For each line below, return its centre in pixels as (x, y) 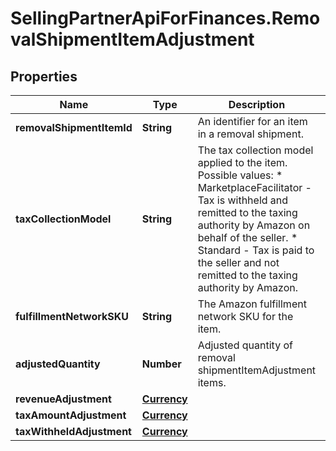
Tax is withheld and (243, 200)
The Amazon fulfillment (252, 304)
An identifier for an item (252, 121)
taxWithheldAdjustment (73, 431)
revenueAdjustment (63, 399)
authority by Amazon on (254, 225)
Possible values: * (240, 175)
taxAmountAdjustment (71, 415)
